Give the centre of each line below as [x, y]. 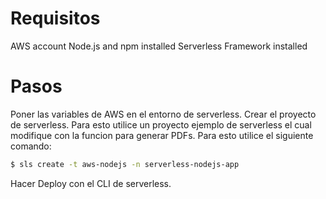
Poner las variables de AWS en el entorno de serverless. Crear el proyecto [163, 114]
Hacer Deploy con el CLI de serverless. [91, 183]
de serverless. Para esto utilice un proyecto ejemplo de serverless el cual [161, 124]
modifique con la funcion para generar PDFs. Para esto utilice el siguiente [162, 135]
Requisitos [55, 18]
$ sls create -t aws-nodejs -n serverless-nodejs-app [125, 164]
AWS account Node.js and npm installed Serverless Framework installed [159, 46]
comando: [31, 146]
